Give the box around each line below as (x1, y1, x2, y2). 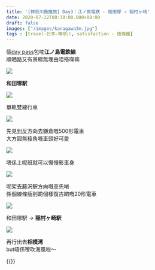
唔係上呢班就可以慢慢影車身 (6, 159, 75, 166)
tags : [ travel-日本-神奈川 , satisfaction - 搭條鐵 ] (6, 31, 133, 37)
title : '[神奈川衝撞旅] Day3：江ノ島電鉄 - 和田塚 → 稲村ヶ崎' (6, 8, 150, 15)
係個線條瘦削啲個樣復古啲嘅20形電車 (6, 190, 97, 198)
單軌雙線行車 (6, 104, 38, 111)
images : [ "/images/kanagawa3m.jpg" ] (6, 25, 98, 32)
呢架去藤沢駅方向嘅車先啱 (6, 183, 69, 190)
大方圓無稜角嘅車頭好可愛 (6, 135, 69, 142)
